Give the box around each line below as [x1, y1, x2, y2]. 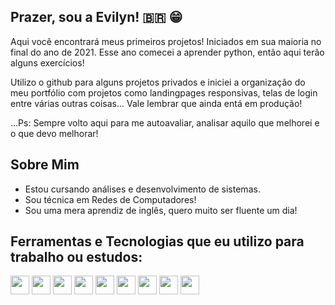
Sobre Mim [10, 156, 80, 174]
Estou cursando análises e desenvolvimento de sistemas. [24, 183, 261, 195]
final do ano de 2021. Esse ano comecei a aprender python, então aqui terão [10, 46, 325, 58]
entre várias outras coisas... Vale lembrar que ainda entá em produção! [10, 97, 303, 109]
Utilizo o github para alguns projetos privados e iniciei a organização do [10, 76, 306, 88]
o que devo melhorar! [10, 127, 99, 139]
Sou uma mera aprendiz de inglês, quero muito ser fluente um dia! [24, 204, 298, 216]
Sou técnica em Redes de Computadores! [24, 193, 197, 205]
